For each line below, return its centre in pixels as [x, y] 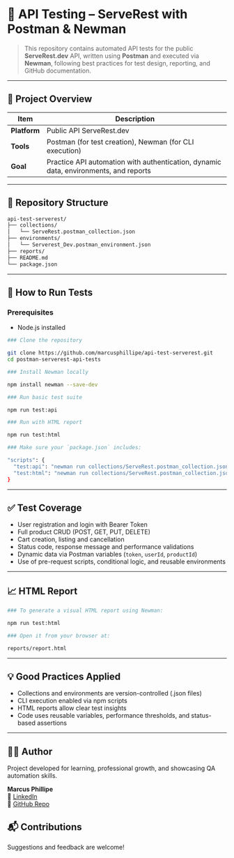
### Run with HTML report [45, 422]
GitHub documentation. [58, 70]
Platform [25, 130]
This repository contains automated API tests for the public [109, 48]
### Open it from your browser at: [59, 635]
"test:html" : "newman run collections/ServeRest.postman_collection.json [123, 473]
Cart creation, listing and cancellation [71, 539]
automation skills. [32, 776]
